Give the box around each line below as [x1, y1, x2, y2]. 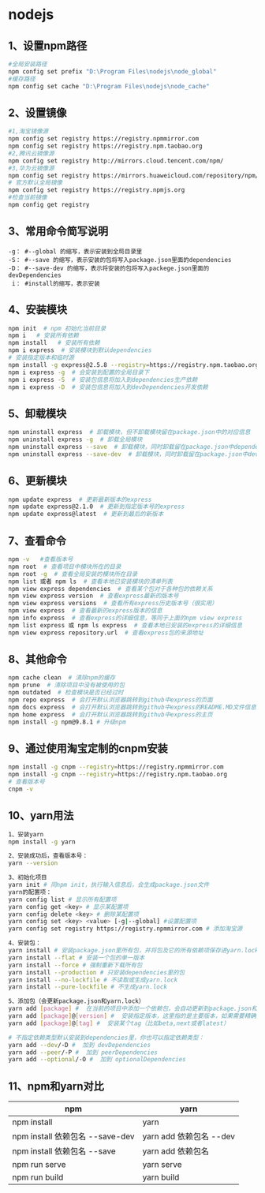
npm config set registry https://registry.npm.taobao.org [8, 142, 203, 151]
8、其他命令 [8, 653, 67, 666]
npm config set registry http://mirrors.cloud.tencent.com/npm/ [8, 156, 224, 165]
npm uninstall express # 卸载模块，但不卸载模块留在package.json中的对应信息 [8, 428, 251, 436]
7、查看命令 [8, 534, 67, 548]
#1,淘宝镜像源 [8, 128, 49, 136]
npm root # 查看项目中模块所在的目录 [8, 563, 121, 570]
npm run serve [12, 1159, 66, 1170]
